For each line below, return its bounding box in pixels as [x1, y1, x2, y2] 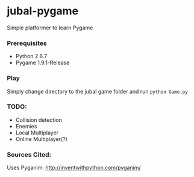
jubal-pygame [7, 4, 79, 18]
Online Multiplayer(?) [15, 135, 68, 142]
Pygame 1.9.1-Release [15, 59, 70, 67]
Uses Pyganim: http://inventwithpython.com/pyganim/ [7, 164, 141, 172]
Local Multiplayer [15, 129, 59, 136]
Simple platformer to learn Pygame [7, 24, 93, 31]
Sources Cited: [7, 150, 52, 158]
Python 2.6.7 [15, 53, 48, 60]
